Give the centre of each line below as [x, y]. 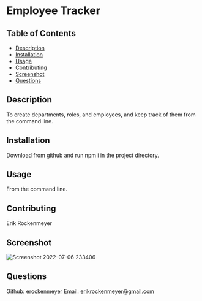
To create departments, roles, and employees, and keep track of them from [101, 115]
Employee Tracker [54, 11]
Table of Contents [41, 33]
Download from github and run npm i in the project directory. [83, 155]
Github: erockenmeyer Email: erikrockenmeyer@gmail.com [80, 291]
